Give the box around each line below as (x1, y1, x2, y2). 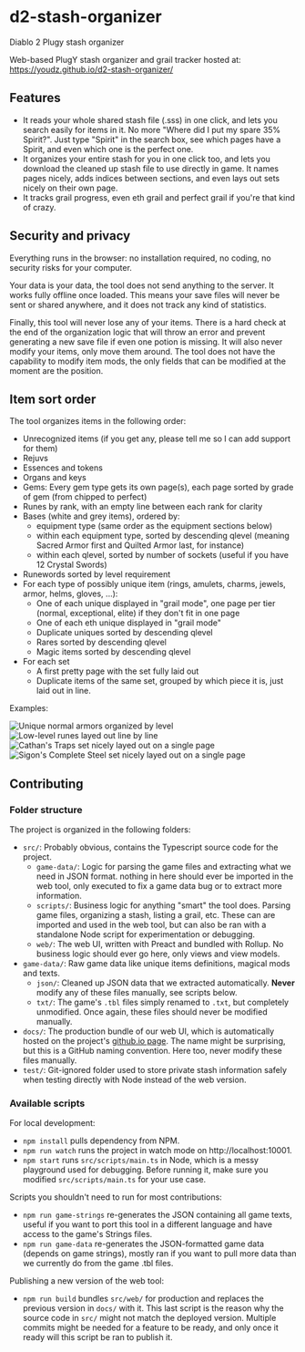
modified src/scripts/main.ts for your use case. (22, 1174, 207, 1185)
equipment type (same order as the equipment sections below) (36, 521, 273, 532)
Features (9, 90, 61, 106)
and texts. (22, 968, 61, 979)
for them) (22, 443, 58, 454)
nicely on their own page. (22, 182, 118, 193)
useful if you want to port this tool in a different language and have (22, 1219, 273, 1230)
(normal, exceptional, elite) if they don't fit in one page (36, 608, 240, 619)
